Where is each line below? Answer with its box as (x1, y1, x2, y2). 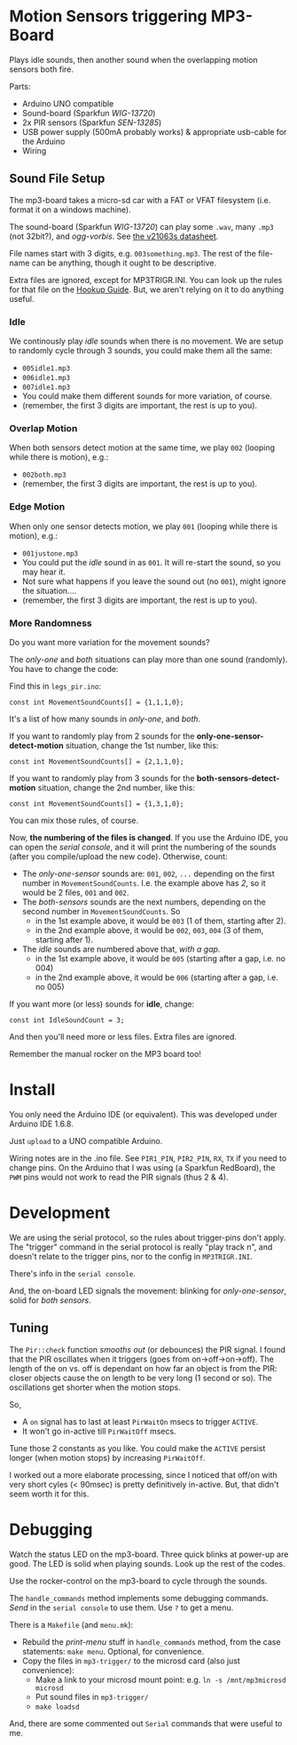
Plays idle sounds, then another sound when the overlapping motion (9, 54, 259, 65)
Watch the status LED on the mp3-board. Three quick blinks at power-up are (9, 1549, 289, 1559)
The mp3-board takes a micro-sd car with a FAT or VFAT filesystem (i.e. (9, 194, 271, 205)
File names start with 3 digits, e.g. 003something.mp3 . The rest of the (9, 248, 257, 258)
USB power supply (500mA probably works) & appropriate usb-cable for (21, 126, 287, 137)
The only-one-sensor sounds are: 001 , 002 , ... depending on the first (21, 868, 275, 879)
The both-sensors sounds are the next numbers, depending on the (21, 896, 266, 907)
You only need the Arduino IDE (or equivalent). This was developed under (9, 1109, 277, 1119)
